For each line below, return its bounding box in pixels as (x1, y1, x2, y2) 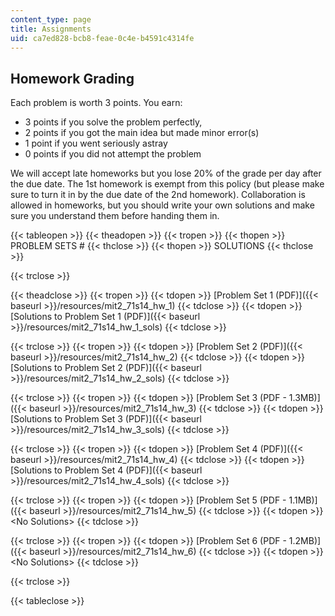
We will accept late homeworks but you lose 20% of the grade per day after (10, 167, 322, 180)
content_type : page (10, 14, 92, 25)
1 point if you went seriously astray (24, 137, 168, 150)
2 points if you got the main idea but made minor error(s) (24, 127, 260, 139)
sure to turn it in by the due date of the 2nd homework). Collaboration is (10, 189, 306, 201)
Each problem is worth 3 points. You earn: (10, 97, 183, 109)
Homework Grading (10, 70, 135, 87)
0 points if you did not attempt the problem (24, 148, 202, 160)
